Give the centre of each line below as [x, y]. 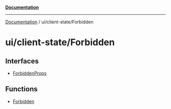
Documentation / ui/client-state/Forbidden [49, 22]
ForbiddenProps [30, 73]
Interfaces [22, 61]
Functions [22, 89]
